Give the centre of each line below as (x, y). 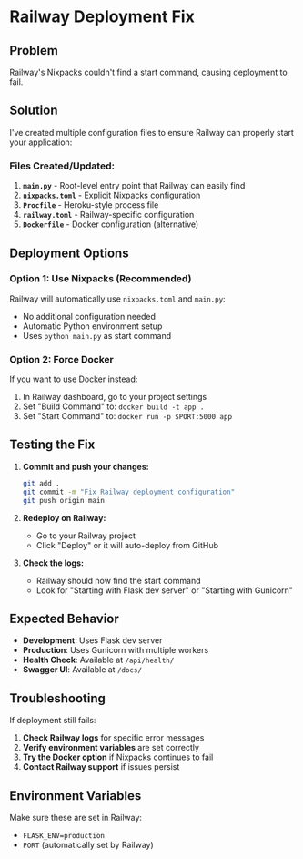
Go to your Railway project (86, 536)
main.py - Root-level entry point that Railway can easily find (134, 186)
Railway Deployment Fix (102, 17)
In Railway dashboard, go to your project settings (115, 397)
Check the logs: (53, 563)
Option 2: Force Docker (61, 359)
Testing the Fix (52, 445)
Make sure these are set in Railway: (76, 817)
